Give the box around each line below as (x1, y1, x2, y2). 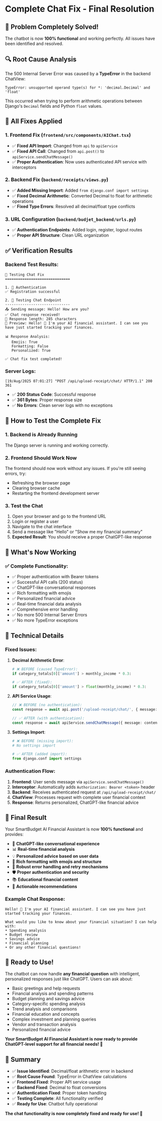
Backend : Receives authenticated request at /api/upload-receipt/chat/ (12, 789, 156, 795)
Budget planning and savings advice (12, 996, 85, 1002)
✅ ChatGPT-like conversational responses (12, 585, 96, 590)
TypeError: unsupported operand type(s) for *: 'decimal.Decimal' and (5, 85, 150, 90)
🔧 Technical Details (5, 632, 64, 640)
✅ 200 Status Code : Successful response (12, 391, 96, 397)
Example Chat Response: (5, 896, 65, 903)
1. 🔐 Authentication (5, 285, 47, 290)
